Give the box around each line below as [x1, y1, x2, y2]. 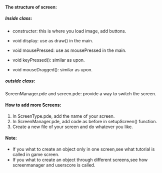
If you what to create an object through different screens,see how [12, 157, 148, 163]
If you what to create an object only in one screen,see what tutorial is [12, 146, 155, 152]
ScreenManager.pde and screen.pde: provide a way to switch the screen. [5, 90, 156, 97]
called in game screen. [12, 151, 59, 157]
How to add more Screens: [5, 102, 61, 108]
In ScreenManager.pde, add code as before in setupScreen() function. [12, 118, 157, 124]
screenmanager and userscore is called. [12, 162, 95, 168]
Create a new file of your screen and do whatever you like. [12, 124, 133, 130]
